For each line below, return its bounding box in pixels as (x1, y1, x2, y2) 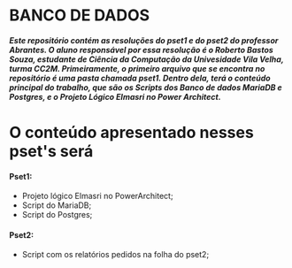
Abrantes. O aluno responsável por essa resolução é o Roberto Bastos (9, 44, 274, 55)
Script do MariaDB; (21, 200, 92, 211)
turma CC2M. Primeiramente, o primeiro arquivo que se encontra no (9, 63, 265, 73)
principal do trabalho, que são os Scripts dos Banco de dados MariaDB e (9, 81, 283, 93)
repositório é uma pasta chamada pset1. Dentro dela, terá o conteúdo (9, 73, 272, 83)
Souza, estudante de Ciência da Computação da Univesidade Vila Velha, (9, 54, 284, 65)
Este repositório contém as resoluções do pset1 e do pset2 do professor (9, 34, 279, 45)
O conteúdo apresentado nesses (9, 122, 254, 142)
